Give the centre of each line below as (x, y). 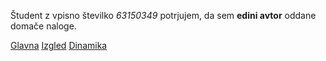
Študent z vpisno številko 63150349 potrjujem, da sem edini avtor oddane (163, 15)
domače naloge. (43, 26)
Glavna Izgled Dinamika (59, 45)
